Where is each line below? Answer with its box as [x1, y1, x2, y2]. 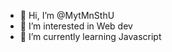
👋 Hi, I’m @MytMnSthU [19, 10, 115, 21]
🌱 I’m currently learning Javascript [19, 31, 162, 42]
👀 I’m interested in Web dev [19, 20, 133, 32]
